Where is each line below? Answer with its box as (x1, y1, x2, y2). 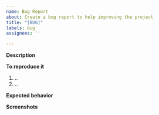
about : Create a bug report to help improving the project (6, 14, 154, 20)
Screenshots (6, 103, 38, 110)
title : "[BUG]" (6, 19, 43, 25)
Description (6, 52, 36, 59)
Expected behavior (6, 92, 53, 99)
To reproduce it (6, 63, 44, 70)
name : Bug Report (6, 8, 49, 15)
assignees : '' (6, 31, 41, 36)
